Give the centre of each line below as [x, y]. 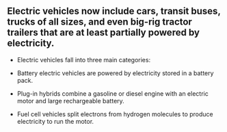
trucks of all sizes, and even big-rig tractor [100, 22]
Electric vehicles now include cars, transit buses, [114, 11]
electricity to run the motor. [55, 121]
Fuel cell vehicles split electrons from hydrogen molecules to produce [115, 114]
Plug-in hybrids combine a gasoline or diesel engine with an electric [112, 93]
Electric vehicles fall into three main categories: [84, 60]
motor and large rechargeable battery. [70, 101]
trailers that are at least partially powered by [104, 32]
